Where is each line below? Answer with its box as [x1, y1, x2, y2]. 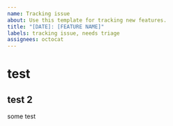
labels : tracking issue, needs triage [7, 29, 120, 37]
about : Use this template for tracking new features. [7, 17, 167, 24]
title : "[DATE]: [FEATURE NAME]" [7, 23, 105, 30]
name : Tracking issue [7, 10, 70, 17]
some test [7, 112, 36, 120]
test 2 [7, 93, 33, 105]
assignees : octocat [7, 36, 64, 43]
